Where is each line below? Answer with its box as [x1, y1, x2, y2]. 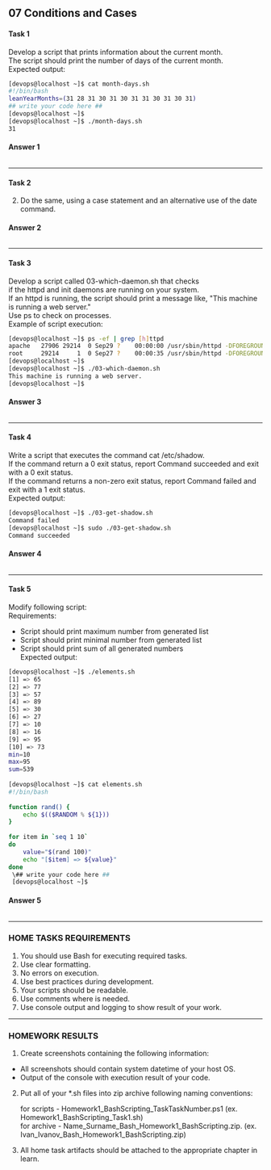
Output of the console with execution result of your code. [19, 1073, 211, 1083]
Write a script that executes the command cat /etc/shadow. [8, 451, 205, 460]
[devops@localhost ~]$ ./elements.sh [8, 668, 135, 676]
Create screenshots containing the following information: [19, 1049, 210, 1059]
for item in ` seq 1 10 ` [8, 833, 89, 841]
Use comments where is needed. [19, 993, 131, 1004]
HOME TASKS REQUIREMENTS [8, 933, 131, 944]
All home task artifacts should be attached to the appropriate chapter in [19, 1146, 258, 1155]
